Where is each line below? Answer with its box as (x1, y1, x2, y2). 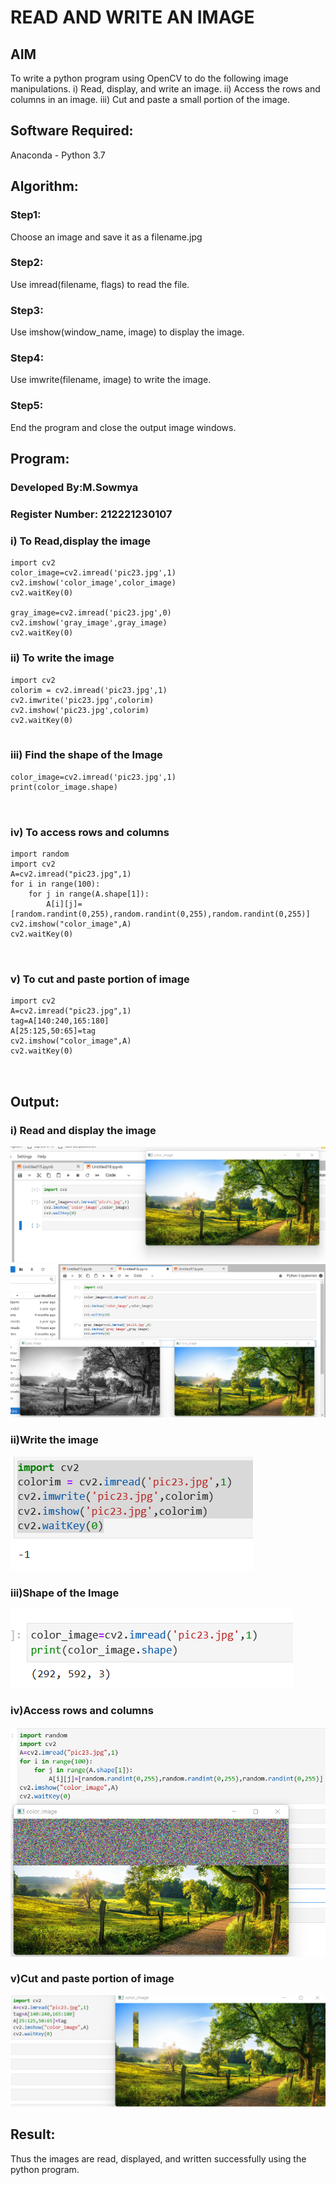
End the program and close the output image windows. (10, 421, 237, 433)
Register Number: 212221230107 (10, 507, 173, 521)
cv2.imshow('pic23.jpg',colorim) (10, 705, 150, 715)
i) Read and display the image (10, 1123, 157, 1137)
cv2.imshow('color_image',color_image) (10, 578, 177, 588)
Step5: (10, 399, 44, 413)
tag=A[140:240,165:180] (10, 1016, 110, 1026)
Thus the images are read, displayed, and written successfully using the (10, 2152, 307, 2165)
